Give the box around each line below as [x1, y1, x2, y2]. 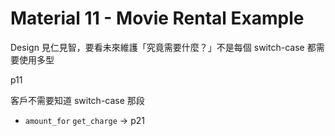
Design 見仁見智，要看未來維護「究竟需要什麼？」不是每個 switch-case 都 [10, 41, 317, 53]
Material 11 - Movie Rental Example [10, 7, 305, 30]
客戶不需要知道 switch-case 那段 [10, 94, 145, 106]
